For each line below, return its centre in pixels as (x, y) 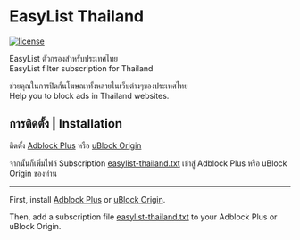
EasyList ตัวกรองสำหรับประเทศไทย (64, 58)
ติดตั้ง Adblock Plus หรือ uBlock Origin (75, 145)
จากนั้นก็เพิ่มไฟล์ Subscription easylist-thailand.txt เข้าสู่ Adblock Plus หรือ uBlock (148, 163)
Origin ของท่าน (33, 173)
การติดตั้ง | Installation (66, 124)
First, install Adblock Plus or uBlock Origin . (87, 199)
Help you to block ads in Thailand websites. (89, 95)
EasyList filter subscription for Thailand (81, 68)
